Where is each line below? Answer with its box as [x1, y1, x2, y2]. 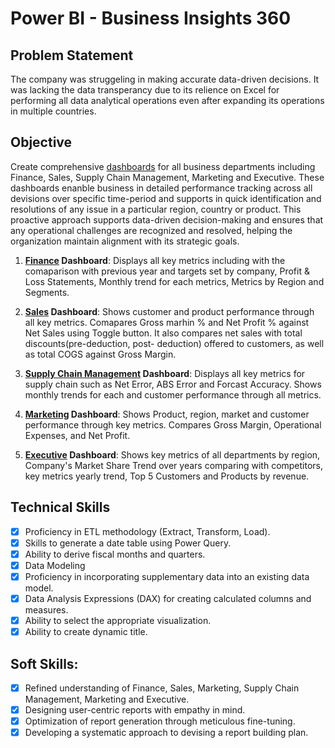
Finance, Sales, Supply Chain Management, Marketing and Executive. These [10, 171, 325, 183]
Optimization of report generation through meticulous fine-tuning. [24, 715, 296, 727]
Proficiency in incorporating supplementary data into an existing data [24, 570, 310, 582]
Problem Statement [10, 47, 134, 64]
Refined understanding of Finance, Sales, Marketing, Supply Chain [24, 682, 300, 694]
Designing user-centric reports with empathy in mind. [24, 704, 246, 716]
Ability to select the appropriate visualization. [24, 615, 212, 626]
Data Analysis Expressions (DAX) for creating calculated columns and [24, 592, 312, 604]
